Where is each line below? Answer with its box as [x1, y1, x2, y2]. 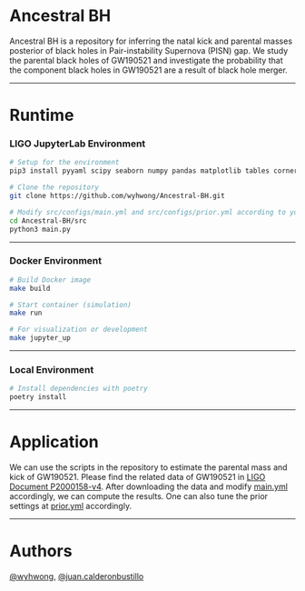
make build [9, 284, 51, 293]
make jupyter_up [9, 334, 71, 343]
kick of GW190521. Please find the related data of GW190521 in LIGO [9, 472, 266, 483]
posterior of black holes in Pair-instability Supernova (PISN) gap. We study [9, 45, 289, 55]
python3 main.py [9, 225, 71, 234]
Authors [9, 541, 73, 562]
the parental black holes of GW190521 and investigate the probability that [9, 55, 283, 65]
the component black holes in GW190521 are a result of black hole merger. [9, 65, 288, 75]
